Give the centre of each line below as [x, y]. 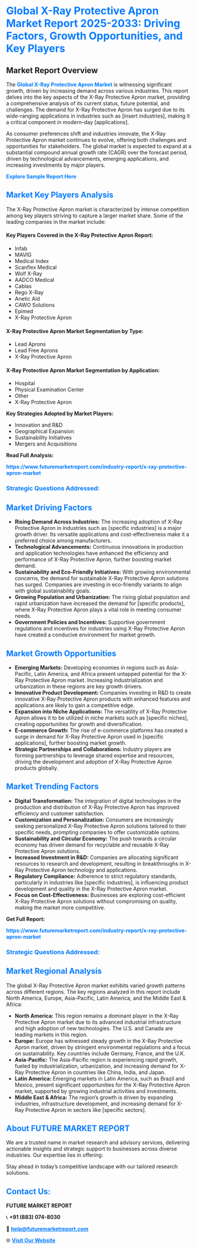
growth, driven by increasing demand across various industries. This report [97, 91]
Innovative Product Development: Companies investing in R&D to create [103, 692]
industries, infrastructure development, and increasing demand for [95, 1104]
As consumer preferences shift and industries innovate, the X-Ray [86, 134]
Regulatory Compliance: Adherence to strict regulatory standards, [96, 876]
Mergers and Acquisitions [46, 444]
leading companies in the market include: [56, 222]
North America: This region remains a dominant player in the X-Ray [97, 1016]
